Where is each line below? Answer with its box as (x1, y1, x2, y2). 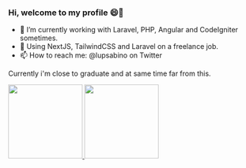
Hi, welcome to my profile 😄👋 (8, 7, 124, 18)
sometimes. (19, 33, 58, 43)
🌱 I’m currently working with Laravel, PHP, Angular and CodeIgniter (19, 25, 239, 35)
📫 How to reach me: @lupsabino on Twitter (19, 50, 162, 60)
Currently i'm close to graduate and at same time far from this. (8, 69, 211, 78)
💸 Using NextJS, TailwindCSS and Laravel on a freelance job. (19, 42, 219, 51)
